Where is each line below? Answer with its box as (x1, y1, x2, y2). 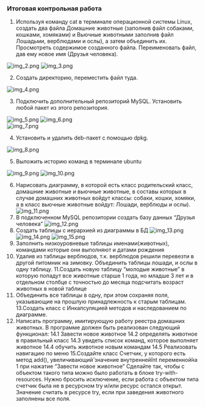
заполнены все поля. (15, 395, 71, 403)
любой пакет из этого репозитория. (15, 104, 109, 111)
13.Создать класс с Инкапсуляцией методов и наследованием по (15, 305, 187, 312)
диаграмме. (15, 311, 48, 318)
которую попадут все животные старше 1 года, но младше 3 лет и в (15, 272, 194, 280)
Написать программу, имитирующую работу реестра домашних (15, 317, 185, 325)
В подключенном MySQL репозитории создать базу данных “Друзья (15, 214, 195, 221)
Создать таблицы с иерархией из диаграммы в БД (15, 227, 149, 234)
